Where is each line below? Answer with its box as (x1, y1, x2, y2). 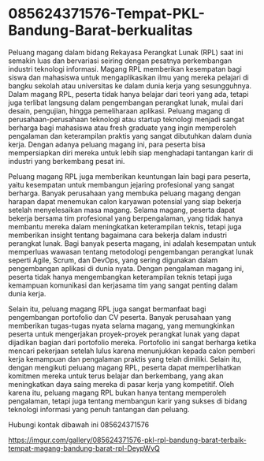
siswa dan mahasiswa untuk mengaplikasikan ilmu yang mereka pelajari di (8, 72, 250, 82)
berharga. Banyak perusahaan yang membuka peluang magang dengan (8, 188, 241, 198)
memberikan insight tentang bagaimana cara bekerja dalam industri (8, 230, 227, 240)
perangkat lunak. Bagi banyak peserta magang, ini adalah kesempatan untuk (8, 238, 257, 248)
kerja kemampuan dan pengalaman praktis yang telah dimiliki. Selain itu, (8, 354, 242, 363)
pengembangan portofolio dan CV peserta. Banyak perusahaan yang (8, 312, 232, 322)
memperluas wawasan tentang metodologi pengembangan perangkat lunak (8, 247, 254, 256)
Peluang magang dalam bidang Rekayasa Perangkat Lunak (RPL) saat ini (8, 47, 244, 57)
